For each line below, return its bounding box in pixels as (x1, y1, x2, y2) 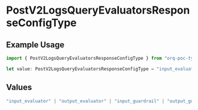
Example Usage (6, 40, 65, 50)
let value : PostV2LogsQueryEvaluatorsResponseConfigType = (6, 66, 154, 72)
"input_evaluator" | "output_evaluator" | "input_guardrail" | (6, 98, 165, 104)
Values (6, 82, 32, 92)
